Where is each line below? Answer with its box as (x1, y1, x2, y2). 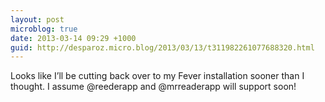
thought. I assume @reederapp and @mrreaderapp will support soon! (10, 81, 297, 93)
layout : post (10, 14, 65, 25)
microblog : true (10, 24, 78, 34)
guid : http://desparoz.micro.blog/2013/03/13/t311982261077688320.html (10, 42, 315, 53)
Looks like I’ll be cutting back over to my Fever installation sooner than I (10, 70, 305, 82)
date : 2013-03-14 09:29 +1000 (10, 33, 137, 43)
